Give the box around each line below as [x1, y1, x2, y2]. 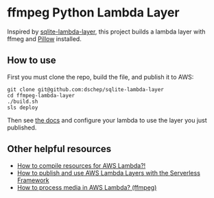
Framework [16, 176, 49, 184]
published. [7, 123, 37, 132]
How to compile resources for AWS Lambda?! [16, 161, 146, 169]
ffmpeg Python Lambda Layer [7, 5, 180, 21]
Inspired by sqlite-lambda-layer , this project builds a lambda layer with [7, 27, 206, 36]
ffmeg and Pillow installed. [7, 34, 82, 42]
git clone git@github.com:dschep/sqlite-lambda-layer [7, 86, 165, 93]
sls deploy [7, 104, 38, 111]
